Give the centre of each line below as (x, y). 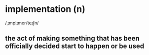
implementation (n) (45, 9)
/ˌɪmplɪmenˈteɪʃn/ (22, 23)
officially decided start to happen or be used (75, 46)
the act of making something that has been (72, 38)
